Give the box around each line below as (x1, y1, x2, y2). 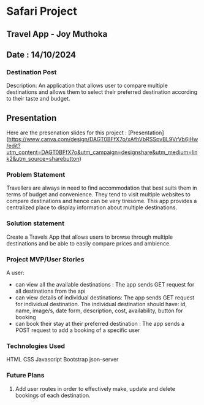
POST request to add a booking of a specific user (15, 326, 140, 334)
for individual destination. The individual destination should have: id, (15, 300, 187, 307)
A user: (6, 269, 25, 276)
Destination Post (6, 67, 57, 76)
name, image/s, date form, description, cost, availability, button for (15, 307, 183, 314)
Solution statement (6, 219, 65, 228)
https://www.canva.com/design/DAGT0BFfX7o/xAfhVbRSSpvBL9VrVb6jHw (8, 136, 198, 143)
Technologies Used (6, 342, 66, 350)
